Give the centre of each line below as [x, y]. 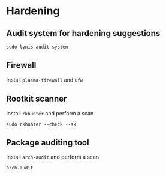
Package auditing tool [48, 143]
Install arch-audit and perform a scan [53, 157]
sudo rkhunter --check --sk [41, 124]
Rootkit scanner [37, 99]
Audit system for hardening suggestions [83, 33]
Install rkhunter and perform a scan [50, 113]
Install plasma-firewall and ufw [45, 80]
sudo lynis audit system [37, 47]
